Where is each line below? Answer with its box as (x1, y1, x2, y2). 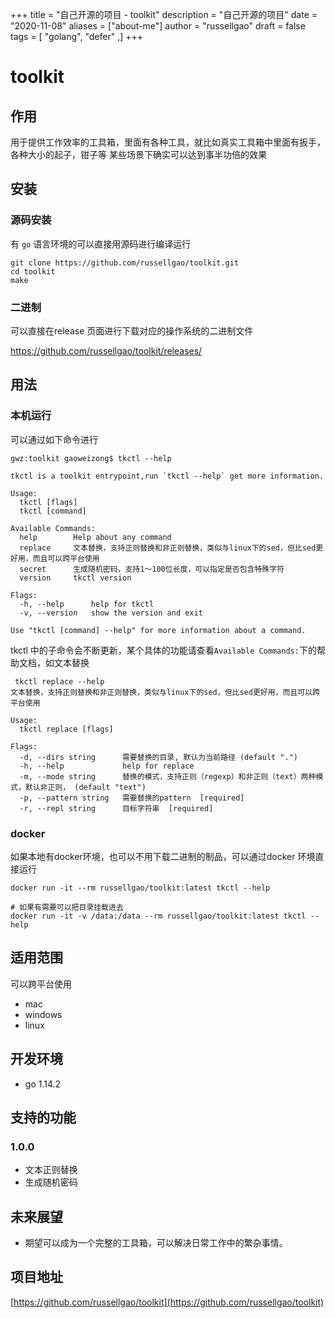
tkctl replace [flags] (19, 724, 114, 734)
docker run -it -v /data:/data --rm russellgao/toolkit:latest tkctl (10, 911, 307, 921)
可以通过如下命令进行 (10, 433, 98, 445)
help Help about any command (19, 532, 172, 542)
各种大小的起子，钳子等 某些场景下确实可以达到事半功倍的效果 (10, 149, 267, 160)
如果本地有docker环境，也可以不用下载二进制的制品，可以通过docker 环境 (10, 850, 316, 862)
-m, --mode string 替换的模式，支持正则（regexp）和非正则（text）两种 (19, 771, 317, 782)
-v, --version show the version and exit (19, 608, 203, 618)
